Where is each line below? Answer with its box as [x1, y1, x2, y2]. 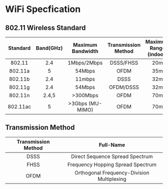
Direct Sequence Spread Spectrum [70, 153, 153, 160]
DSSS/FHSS [109, 59, 138, 66]
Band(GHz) [35, 45, 63, 51]
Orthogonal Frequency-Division [74, 169, 149, 176]
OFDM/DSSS [109, 84, 139, 91]
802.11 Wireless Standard [5, 24, 86, 32]
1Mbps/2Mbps [67, 59, 103, 66]
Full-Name [98, 141, 125, 148]
